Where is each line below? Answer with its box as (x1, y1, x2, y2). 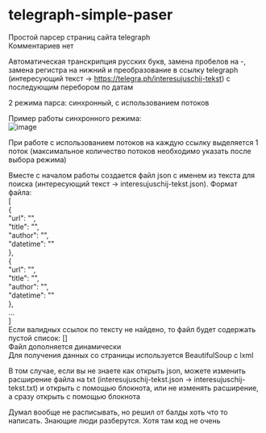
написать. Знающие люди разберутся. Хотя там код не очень (8, 415, 221, 425)
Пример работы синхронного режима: (8, 113, 142, 123)
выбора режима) (8, 155, 67, 164)
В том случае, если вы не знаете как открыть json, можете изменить (8, 365, 246, 376)
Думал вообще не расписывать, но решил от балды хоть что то (8, 407, 228, 417)
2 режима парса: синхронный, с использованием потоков (8, 98, 210, 107)
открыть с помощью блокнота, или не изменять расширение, (45, 383, 260, 393)
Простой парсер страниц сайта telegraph (8, 32, 151, 42)
